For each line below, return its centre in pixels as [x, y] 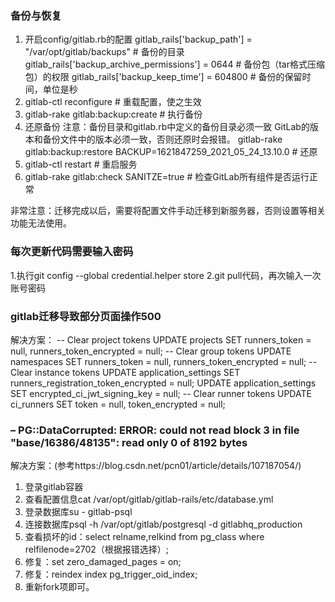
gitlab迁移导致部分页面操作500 [86, 316]
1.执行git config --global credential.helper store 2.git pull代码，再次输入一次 [166, 275]
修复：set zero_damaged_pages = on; [103, 562]
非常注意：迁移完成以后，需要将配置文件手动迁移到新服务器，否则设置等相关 [168, 211]
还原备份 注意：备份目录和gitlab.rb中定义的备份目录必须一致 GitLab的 [167, 127]
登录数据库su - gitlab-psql [78, 512]
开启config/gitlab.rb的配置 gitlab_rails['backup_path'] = [138, 39]
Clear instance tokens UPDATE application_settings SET [125, 372]
